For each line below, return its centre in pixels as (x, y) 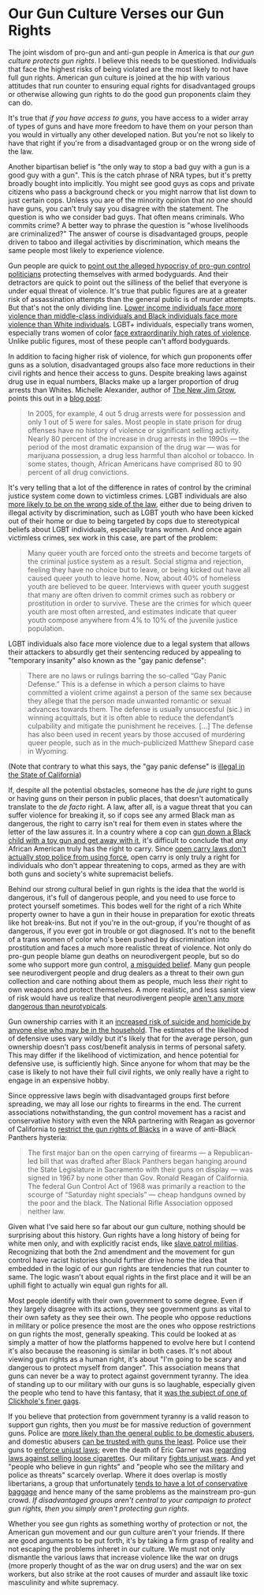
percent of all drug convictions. (78, 472)
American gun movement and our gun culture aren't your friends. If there (126, 1532)
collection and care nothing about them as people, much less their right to (128, 981)
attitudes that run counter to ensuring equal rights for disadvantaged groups (132, 86)
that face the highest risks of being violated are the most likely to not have (128, 69)
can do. (20, 102)
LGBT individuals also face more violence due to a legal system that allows (129, 643)
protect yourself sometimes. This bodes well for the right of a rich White (125, 906)
